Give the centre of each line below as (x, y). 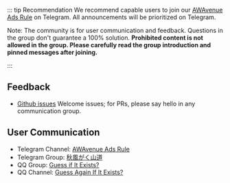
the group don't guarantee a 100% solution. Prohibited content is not (105, 38)
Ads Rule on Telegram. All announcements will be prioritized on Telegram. (112, 17)
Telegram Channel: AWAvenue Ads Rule (73, 149)
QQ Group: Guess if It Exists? (58, 164)
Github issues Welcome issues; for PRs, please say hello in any (106, 103)
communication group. (49, 111)
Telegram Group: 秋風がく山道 (60, 157)
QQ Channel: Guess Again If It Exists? (70, 172)
